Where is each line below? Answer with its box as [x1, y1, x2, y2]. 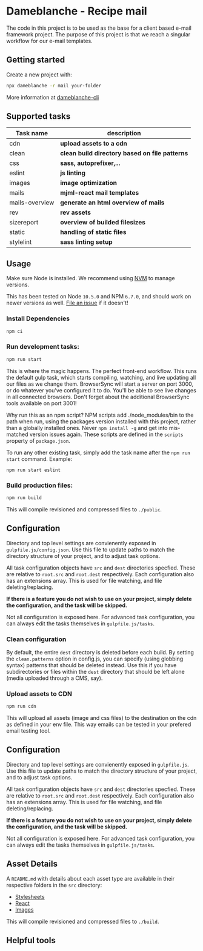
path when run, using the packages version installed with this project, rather [6, 417, 196, 425]
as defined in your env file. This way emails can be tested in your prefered [6, 721, 191, 728]
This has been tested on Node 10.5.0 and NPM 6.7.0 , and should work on [6, 293, 191, 300]
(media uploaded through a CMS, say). [6, 674, 103, 682]
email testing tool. [6, 727, 51, 734]
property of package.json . [6, 437, 71, 444]
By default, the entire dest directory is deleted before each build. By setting [6, 648, 194, 656]
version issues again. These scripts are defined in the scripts [29, 431, 184, 438]
